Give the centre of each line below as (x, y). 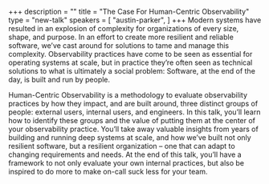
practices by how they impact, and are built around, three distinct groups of (133, 104)
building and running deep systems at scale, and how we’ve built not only (130, 138)
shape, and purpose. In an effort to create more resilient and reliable (121, 37)
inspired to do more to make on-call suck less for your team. (108, 172)
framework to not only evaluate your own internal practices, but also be (126, 163)
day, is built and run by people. (59, 80)
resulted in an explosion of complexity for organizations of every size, (124, 28)
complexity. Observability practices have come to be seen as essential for (130, 54)
